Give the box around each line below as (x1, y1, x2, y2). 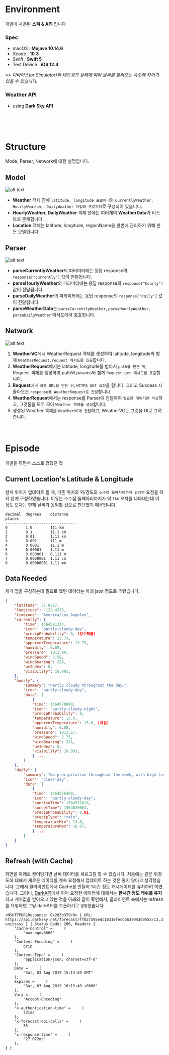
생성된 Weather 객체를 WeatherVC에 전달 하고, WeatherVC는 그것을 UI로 (12, 407, 152, 413)
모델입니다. (18, 229, 40, 235)
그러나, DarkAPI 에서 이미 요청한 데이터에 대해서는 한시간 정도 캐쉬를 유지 (20, 890, 162, 896)
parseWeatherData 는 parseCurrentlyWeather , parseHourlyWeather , (12, 305, 150, 312)
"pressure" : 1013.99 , (23, 650, 69, 655)
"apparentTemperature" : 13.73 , (23, 641, 89, 646)
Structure (5, 141, 46, 152)
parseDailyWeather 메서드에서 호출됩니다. (12, 312, 96, 318)
